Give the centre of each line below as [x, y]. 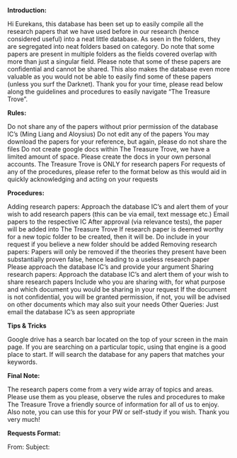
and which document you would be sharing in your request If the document [117, 289]
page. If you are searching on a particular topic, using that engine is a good [117, 347]
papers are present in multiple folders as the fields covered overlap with [112, 54]
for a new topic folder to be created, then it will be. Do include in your [108, 237]
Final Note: [24, 376]
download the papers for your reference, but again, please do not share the [117, 142]
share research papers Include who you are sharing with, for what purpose [116, 282]
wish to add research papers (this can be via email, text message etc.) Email [118, 214]
